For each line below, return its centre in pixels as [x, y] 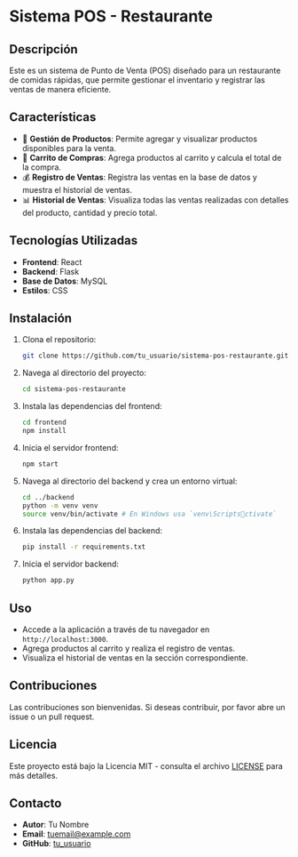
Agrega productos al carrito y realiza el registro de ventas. [128, 648]
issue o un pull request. [52, 717]
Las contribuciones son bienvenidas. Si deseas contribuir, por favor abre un [147, 707]
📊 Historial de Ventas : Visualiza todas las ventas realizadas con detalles [155, 200]
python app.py [48, 581]
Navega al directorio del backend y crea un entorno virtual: [129, 481]
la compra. [42, 167]
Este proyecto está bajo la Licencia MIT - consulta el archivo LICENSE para [146, 765]
